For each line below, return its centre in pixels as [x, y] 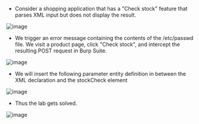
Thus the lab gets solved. [46, 103]
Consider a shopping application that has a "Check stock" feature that [101, 9]
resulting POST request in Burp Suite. [61, 51]
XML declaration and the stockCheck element [71, 80]
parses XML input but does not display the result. [75, 15]
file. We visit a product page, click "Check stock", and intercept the [97, 44]
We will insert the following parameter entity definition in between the [100, 74]
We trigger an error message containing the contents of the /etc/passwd [104, 38]
